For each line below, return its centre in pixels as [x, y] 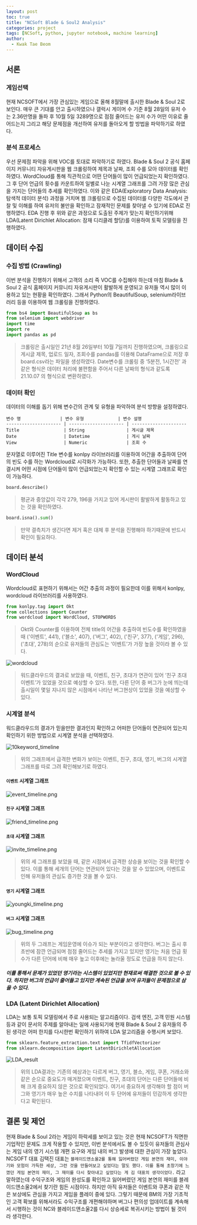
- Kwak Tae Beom [31, 45]
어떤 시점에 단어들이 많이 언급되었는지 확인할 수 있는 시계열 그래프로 [99, 469]
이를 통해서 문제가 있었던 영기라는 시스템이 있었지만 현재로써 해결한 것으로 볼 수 [95, 973]
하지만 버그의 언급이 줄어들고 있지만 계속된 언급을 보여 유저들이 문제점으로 [97, 980]
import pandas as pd [31, 335]
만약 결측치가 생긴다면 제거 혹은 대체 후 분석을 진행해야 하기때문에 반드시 [103, 529]
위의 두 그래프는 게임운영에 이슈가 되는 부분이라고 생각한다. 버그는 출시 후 [104, 944]
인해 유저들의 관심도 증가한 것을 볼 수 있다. [69, 876]
